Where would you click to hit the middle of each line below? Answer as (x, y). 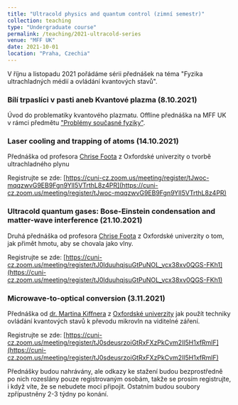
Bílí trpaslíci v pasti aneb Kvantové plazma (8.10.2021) (102, 99)
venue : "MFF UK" (31, 40)
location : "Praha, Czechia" (49, 54)
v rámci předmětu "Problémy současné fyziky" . (76, 123)
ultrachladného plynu (38, 164)
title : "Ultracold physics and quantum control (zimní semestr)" (106, 14)
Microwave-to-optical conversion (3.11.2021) (86, 298)
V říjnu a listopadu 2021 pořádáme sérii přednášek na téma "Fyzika (105, 74)
